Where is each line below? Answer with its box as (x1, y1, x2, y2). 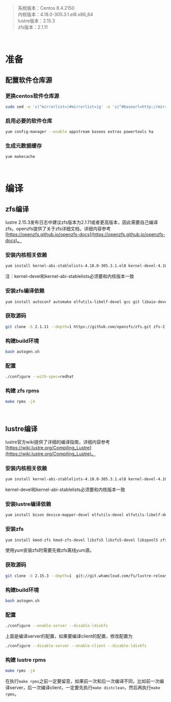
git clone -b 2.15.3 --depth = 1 (5, 573, 72, 578)
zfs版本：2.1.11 (17, 24, 48, 30)
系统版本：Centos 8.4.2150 (17, 5, 75, 11)
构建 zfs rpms (5, 387, 40, 394)
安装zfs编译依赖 (5, 287, 45, 294)
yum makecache (5, 154, 36, 159)
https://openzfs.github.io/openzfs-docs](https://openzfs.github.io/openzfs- (7, 231, 165, 238)
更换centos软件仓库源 (5, 92, 60, 99)
